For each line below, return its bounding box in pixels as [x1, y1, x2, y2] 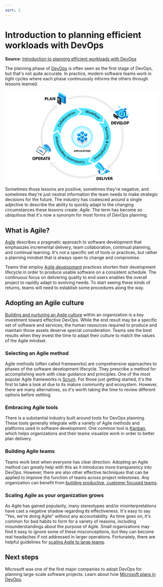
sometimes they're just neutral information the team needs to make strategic [5, 191, 158, 197]
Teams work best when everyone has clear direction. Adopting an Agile [5, 459, 148, 465]
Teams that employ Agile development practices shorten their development [5, 264, 156, 270]
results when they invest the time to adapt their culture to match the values [5, 332, 155, 338]
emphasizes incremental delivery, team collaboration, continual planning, [5, 244, 151, 250]
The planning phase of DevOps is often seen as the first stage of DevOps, [5, 65, 153, 71]
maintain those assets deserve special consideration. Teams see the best [5, 327, 152, 333]
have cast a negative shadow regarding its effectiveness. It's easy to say [5, 508, 151, 514]
